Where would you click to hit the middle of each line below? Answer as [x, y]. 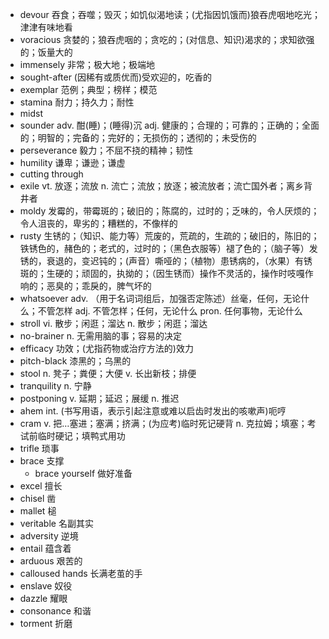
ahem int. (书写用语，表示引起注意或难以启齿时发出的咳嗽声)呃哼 [153, 411]
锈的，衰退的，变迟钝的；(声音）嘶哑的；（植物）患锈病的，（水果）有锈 [166, 261]
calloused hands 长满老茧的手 [81, 573]
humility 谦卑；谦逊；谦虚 [72, 162]
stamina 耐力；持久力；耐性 [77, 102]
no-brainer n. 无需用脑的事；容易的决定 [100, 336]
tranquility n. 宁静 [55, 386]
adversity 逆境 [49, 536]
